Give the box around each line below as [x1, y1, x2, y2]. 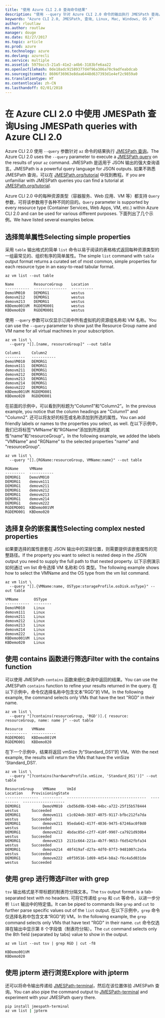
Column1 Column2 [5, 350, 48, 356]
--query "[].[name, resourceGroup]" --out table [9, 342, 111, 347]
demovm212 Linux [5, 619, 45, 624]
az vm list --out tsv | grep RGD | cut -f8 [5, 941, 96, 946]
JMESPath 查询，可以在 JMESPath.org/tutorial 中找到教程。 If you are [5, 172, 145, 178]
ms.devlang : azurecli [5, 53, 50, 58]
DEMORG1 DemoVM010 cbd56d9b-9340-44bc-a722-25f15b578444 [5, 804, 147, 808]
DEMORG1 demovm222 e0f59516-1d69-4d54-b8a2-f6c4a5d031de [5, 855, 147, 860]
